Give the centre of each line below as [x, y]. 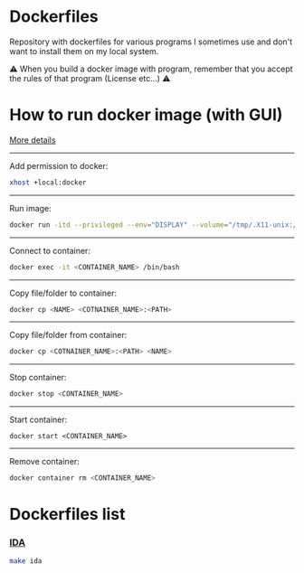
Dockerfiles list [67, 515]
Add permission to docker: [59, 165]
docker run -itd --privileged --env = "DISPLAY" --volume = [119, 225]
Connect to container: [50, 250]
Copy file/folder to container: [63, 293]
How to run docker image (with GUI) [146, 115]
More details [33, 140]
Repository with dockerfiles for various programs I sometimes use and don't [151, 42]
